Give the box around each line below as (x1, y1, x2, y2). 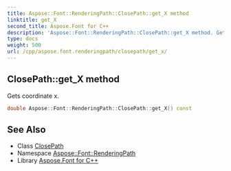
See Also (7, 124, 46, 135)
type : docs (7, 36, 38, 42)
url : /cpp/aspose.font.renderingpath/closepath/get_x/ (7, 49, 168, 55)
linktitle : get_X (7, 16, 57, 23)
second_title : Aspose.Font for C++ (7, 23, 109, 29)
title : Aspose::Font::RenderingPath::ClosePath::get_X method (7, 10, 189, 17)
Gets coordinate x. (7, 92, 60, 100)
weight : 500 (7, 42, 41, 49)
